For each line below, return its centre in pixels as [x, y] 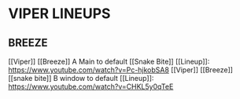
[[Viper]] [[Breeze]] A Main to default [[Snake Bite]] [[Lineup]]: [109, 61]
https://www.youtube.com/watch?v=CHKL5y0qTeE [91, 86]
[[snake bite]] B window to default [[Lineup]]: [81, 78]
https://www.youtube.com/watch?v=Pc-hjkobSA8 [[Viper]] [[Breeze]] [121, 70]
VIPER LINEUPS [59, 14]
